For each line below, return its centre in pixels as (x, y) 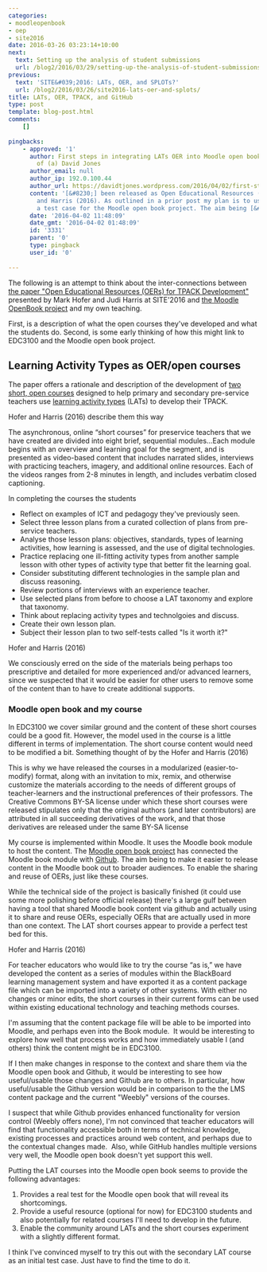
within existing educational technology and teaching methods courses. (124, 1007)
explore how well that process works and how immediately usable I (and (126, 1039)
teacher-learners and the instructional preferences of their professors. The (130, 793)
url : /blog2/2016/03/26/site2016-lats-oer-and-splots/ (108, 90)
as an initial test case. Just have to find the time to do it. (99, 1260)
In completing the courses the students (72, 499)
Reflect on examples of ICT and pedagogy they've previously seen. (130, 514)
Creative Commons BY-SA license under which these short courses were (128, 801)
